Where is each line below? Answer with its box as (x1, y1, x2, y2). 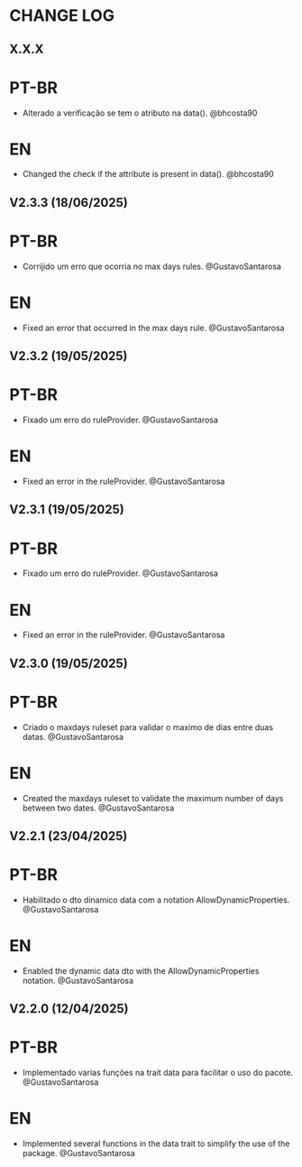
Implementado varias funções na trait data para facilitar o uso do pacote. (22, 1067, 294, 1079)
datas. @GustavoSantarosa (22, 731, 124, 742)
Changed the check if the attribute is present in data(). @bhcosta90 (22, 169, 275, 180)
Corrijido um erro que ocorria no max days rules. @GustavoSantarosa (22, 261, 282, 272)
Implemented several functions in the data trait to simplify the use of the (22, 1138, 290, 1149)
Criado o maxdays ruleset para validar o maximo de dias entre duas (22, 721, 273, 732)
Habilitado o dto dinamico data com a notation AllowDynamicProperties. (22, 894, 290, 905)
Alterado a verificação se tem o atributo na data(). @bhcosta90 (22, 107, 258, 118)
